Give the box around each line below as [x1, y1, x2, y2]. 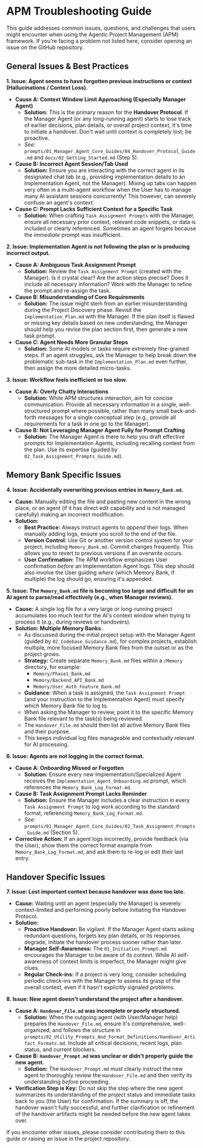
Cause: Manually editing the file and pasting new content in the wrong [15, 498, 191, 505]
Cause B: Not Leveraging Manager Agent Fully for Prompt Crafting [15, 426, 185, 433]
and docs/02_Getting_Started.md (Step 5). [34, 154, 139, 161]
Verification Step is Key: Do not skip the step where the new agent [15, 1085, 184, 1092]
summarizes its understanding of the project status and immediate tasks [15, 1091, 196, 1098]
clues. [24, 964, 39, 972]
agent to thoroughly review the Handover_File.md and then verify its [24, 1072, 193, 1079]
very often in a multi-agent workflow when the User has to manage [24, 186, 192, 193]
